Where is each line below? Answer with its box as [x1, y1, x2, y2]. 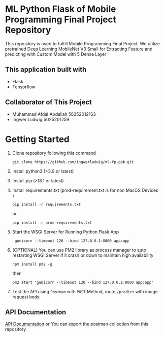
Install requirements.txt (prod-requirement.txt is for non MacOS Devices [12, 187, 159, 193]
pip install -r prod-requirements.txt [12, 220, 92, 225]
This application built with [5, 66, 87, 74]
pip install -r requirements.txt [12, 202, 81, 207]
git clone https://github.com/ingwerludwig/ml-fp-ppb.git [12, 159, 134, 165]
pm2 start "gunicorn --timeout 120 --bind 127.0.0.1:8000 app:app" [12, 280, 154, 285]
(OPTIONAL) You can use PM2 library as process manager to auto [12, 247, 147, 253]
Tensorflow [12, 84, 35, 90]
